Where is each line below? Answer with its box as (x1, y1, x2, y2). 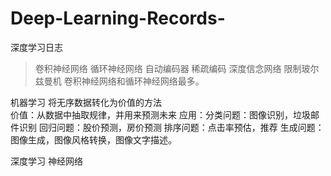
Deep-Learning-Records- (10, 7, 226, 30)
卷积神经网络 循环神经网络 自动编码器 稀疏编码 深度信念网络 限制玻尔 (34, 62, 320, 74)
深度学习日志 (10, 41, 63, 53)
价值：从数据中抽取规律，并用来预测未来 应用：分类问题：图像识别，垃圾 (10, 108, 311, 121)
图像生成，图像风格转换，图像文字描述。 (10, 133, 177, 146)
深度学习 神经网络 (10, 155, 83, 167)
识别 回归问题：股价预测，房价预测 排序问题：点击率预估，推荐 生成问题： (18, 121, 325, 133)
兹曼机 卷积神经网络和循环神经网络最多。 (34, 75, 205, 87)
